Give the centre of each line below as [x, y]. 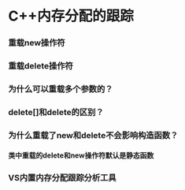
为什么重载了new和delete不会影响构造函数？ [93, 135]
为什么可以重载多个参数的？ [61, 89]
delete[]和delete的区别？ [56, 112]
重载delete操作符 [41, 66]
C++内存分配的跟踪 [71, 16]
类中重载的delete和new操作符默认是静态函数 [81, 155]
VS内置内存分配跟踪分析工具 [62, 178]
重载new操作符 [37, 43]
